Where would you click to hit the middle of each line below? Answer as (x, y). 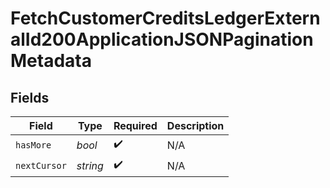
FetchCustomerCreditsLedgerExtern (165, 18)
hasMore (33, 145)
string (90, 165)
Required (135, 125)
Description (195, 125)
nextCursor (41, 165)
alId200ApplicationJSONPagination (162, 39)
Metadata (51, 61)
